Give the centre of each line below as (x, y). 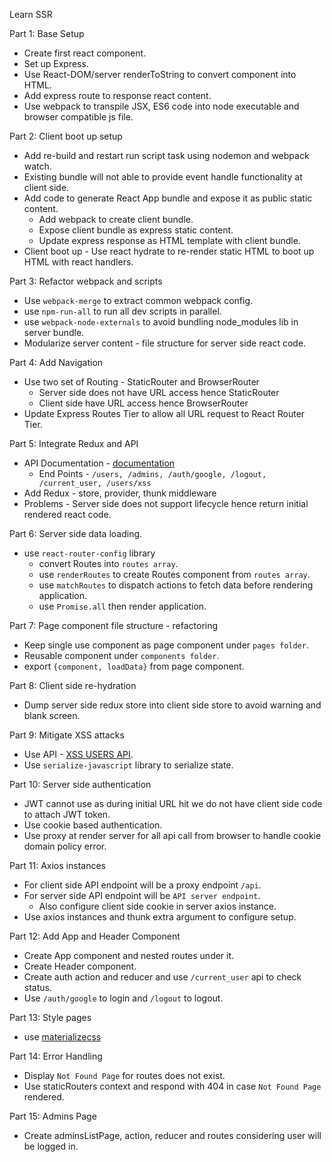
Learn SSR (31, 14)
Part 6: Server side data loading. (76, 533)
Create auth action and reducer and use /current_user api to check (162, 977)
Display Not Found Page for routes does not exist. (124, 1075)
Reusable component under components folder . (121, 655)
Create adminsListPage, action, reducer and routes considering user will (172, 1135)
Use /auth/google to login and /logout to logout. (123, 998)
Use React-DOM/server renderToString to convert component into (160, 74)
